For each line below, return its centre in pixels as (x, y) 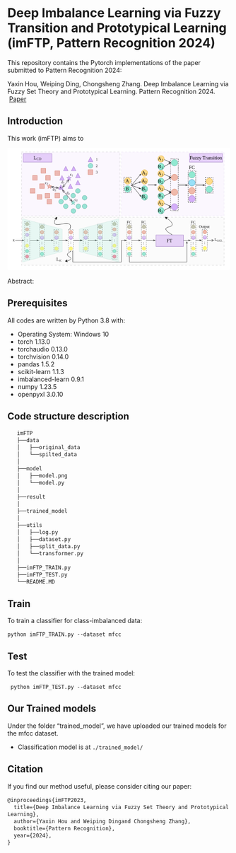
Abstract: (20, 281)
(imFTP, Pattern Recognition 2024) (111, 43)
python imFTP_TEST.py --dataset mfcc (66, 687)
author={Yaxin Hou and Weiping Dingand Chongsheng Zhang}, (102, 821)
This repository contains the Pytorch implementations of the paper (104, 62)
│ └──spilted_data (47, 455)
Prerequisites (37, 303)
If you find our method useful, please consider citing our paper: (100, 786)
